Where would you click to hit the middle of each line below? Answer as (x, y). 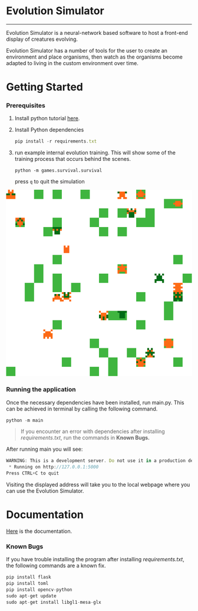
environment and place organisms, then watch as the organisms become (94, 57)
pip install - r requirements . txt (56, 141)
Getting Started (45, 87)
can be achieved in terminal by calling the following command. (82, 409)
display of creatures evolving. (42, 39)
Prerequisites (26, 106)
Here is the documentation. (39, 531)
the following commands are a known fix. (56, 565)
